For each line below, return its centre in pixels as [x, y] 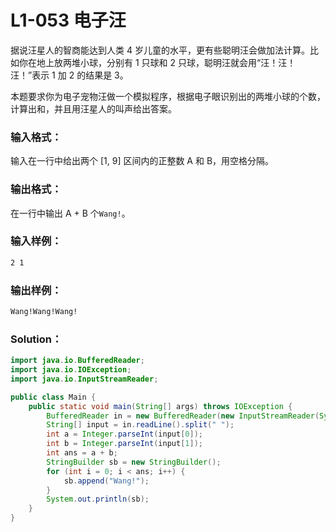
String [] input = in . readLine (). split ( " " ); [140, 425]
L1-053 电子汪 [68, 20]
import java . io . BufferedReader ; [77, 361]
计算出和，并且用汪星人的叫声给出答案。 [93, 108]
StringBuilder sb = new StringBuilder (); [134, 462]
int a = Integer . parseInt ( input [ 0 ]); [124, 434]
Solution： [36, 339]
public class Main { [53, 397]
